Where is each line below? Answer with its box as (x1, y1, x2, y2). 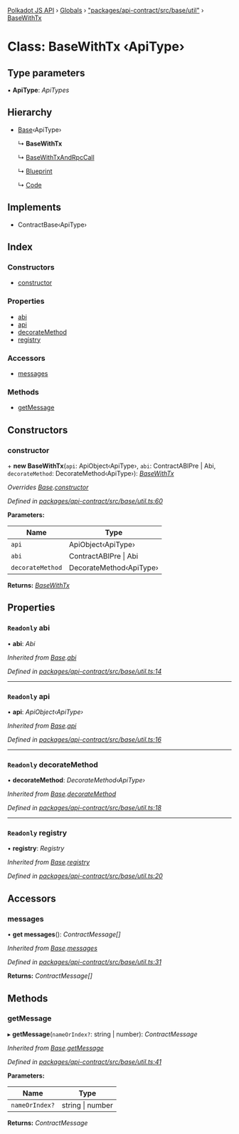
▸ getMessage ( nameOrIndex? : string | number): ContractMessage (7, 1030, 198, 1038)
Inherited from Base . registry (7, 858, 90, 867)
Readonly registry (7, 828, 68, 838)
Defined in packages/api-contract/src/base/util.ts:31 (7, 958, 162, 966)
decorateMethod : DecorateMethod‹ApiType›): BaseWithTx (7, 469, 174, 477)
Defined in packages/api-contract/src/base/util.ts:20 (7, 872, 164, 880)
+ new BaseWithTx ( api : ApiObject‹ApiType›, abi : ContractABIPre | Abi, (7, 461, 216, 470)
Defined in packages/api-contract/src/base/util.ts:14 (7, 667, 162, 675)
